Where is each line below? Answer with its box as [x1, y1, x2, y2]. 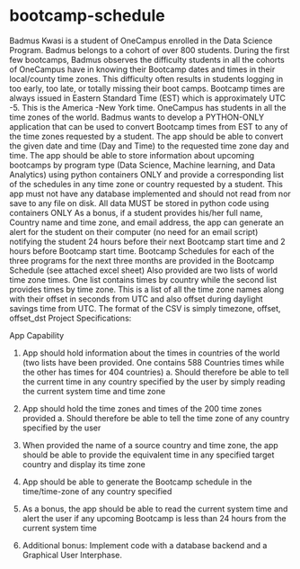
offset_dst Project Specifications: [9, 312, 132, 323]
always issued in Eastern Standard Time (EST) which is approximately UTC [9, 92, 286, 104]
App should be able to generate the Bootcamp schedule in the [22, 476, 252, 487]
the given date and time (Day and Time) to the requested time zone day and [9, 140, 289, 151]
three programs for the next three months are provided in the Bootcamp [9, 255, 275, 266]
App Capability [9, 330, 65, 340]
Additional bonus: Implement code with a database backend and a [22, 539, 268, 550]
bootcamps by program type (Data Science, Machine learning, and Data [9, 159, 276, 170]
